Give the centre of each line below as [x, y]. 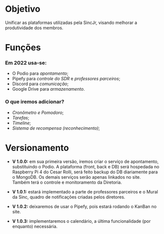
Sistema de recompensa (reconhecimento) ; [56, 128]
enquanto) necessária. [35, 226]
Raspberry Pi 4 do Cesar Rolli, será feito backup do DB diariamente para [85, 172]
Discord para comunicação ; [40, 84]
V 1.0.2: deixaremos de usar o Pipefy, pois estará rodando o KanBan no [84, 206]
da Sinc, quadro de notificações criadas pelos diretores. [69, 197]
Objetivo [23, 9]
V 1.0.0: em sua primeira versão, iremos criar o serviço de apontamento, [85, 161]
